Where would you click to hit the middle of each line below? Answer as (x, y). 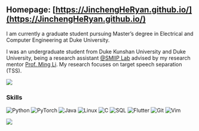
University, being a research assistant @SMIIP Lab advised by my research (99, 58)
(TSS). (14, 71)
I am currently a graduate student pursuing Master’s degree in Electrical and (100, 33)
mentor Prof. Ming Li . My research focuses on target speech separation (94, 64)
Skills (14, 97)
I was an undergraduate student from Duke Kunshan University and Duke (96, 51)
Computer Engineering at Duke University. (58, 40)
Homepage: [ (31, 10)
